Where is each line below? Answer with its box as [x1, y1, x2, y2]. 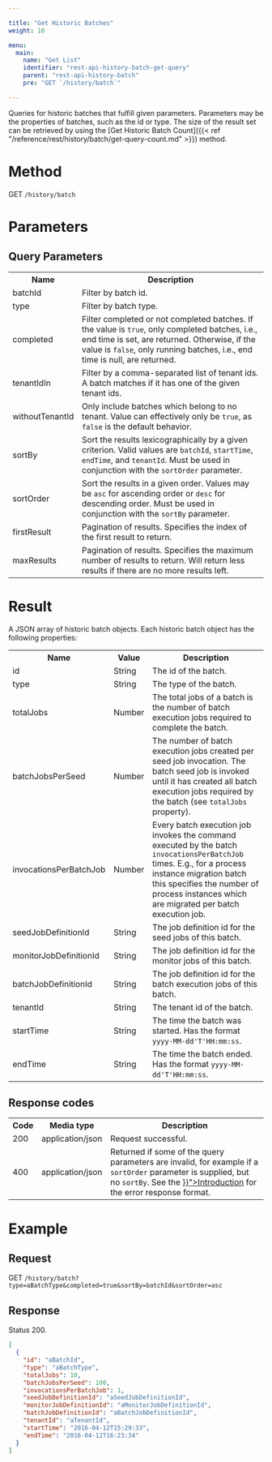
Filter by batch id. [82, 287, 148, 298]
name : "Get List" [23, 56, 82, 65]
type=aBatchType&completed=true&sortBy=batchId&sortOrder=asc [8, 1282, 223, 1290]
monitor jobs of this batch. [152, 954, 253, 966]
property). [152, 806, 191, 817]
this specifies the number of [152, 877, 259, 889]
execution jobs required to [152, 711, 253, 722]
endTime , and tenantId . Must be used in [82, 454, 231, 465]
